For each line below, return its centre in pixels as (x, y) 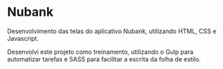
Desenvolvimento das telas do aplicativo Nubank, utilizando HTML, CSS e (112, 31)
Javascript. (23, 38)
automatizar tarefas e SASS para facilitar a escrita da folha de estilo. (104, 59)
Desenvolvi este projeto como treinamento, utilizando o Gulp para (100, 52)
